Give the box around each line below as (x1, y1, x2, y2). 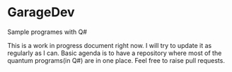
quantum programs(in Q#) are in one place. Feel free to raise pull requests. (7, 56, 225, 64)
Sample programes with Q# (7, 28, 87, 36)
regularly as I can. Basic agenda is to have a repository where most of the (7, 49, 222, 57)
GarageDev (7, 4, 76, 20)
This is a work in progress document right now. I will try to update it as (7, 41, 212, 49)
